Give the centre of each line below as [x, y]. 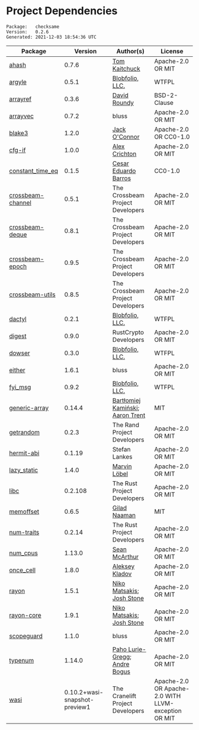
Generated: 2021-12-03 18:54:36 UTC [51, 37]
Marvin [122, 466]
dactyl [18, 319]
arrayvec [22, 116]
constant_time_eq [33, 171]
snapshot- [79, 699]
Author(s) [131, 51]
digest [18, 336]
